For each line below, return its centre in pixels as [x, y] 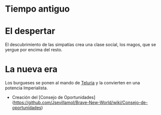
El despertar [30, 31]
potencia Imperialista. [27, 88]
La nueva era [31, 69]
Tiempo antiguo [37, 9]
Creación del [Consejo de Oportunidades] [54, 98]
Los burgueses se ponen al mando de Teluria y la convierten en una [73, 83]
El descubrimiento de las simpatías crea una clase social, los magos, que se [80, 45]
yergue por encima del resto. [34, 50]
